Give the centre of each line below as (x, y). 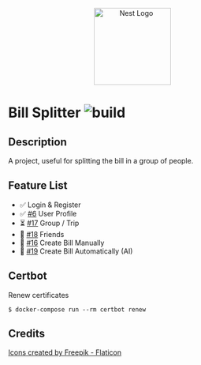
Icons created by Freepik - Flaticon (65, 352)
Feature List (38, 186)
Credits (27, 334)
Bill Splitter (45, 113)
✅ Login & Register (50, 205)
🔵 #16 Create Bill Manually (62, 243)
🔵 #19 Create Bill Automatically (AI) (76, 251)
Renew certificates (39, 295)
